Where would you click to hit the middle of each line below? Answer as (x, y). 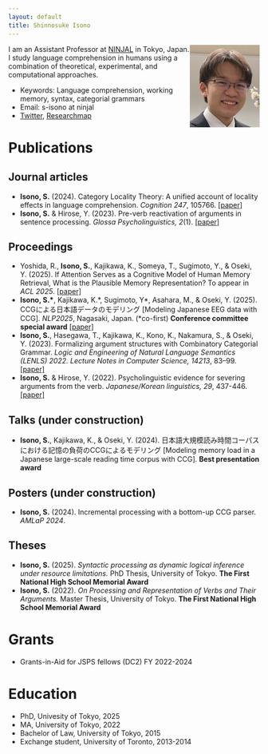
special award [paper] (57, 327)
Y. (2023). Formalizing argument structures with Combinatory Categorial (139, 344)
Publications (51, 147)
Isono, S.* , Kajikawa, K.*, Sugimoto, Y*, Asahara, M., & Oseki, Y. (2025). (138, 300)
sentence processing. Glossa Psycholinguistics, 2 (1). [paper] (120, 222)
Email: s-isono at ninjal (57, 107)
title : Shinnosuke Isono (49, 25)
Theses (27, 546)
